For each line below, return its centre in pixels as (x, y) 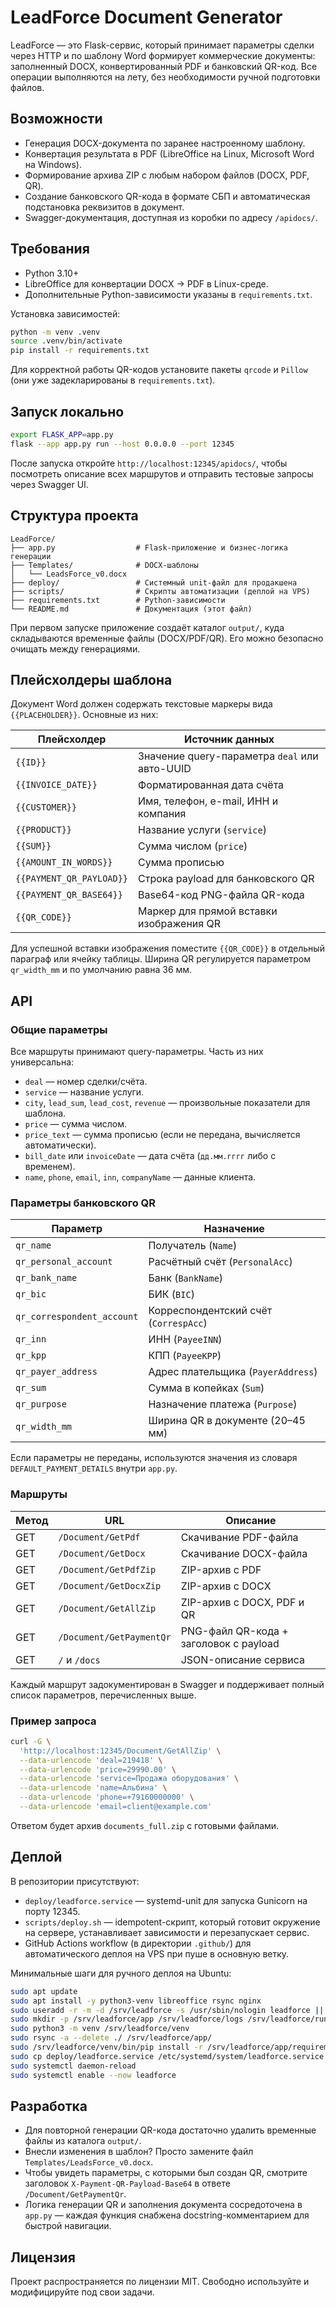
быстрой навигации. (68, 2226)
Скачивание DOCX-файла (244, 1553)
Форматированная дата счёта (211, 785)
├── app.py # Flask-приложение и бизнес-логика (149, 547)
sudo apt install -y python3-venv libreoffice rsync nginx (136, 2001)
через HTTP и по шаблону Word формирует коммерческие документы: (163, 55)
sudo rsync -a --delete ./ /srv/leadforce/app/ (111, 2038)
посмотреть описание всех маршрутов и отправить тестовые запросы (162, 473)
